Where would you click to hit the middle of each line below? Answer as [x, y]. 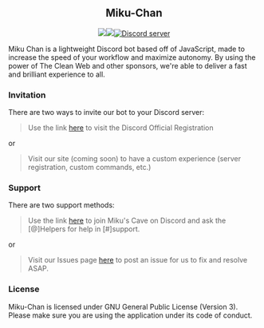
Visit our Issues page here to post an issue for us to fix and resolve [138, 260]
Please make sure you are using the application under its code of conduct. [130, 315]
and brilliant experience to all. [57, 74]
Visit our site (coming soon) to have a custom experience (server [134, 159]
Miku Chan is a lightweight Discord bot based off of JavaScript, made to [127, 49]
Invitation [27, 95]
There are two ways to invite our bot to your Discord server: [106, 113]
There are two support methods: [61, 205]
